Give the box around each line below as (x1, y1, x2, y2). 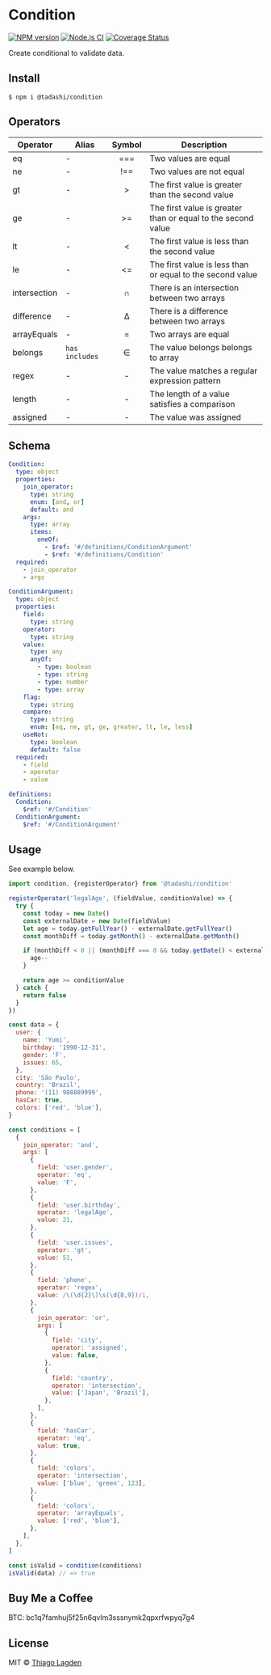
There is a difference (149, 305, 228, 316)
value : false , (51, 1351, 99, 1360)
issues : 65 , (23, 1058, 63, 1067)
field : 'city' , (51, 1336, 103, 1344)
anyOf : (29, 655, 52, 664)
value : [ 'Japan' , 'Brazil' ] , (51, 1389, 150, 1397)
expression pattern (149, 374, 222, 386)
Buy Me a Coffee (8, 1591, 94, 1605)
